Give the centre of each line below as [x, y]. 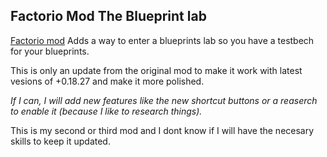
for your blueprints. [50, 51]
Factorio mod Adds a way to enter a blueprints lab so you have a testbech [162, 40]
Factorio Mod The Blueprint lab [108, 16]
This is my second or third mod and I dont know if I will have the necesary [162, 130]
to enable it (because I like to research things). [106, 111]
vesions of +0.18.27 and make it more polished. [107, 81]
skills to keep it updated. [60, 141]
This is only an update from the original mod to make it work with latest [156, 70]
